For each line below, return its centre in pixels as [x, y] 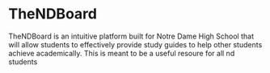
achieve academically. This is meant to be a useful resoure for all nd [122, 53]
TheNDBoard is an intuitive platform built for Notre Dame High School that [131, 36]
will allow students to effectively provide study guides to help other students [135, 44]
